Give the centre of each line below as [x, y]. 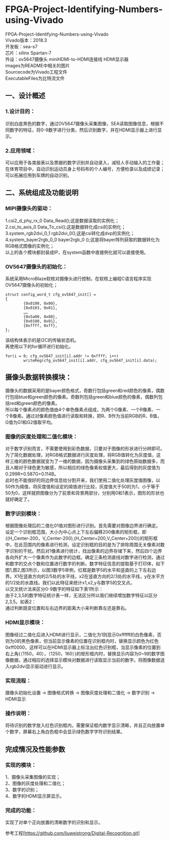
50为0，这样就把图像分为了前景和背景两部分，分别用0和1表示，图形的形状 [83, 493]
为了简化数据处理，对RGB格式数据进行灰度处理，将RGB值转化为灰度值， [81, 455]
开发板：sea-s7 [22, 46]
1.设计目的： [20, 112]
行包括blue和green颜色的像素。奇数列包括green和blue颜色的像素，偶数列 [82, 397]
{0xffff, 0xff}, [40, 326]
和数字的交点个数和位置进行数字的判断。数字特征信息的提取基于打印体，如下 [85, 564]
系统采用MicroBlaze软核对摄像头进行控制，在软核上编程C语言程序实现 [78, 278]
